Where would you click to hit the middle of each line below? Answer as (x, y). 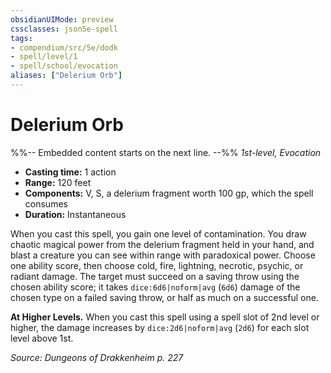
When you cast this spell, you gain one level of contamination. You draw (158, 233)
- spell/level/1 (44, 57)
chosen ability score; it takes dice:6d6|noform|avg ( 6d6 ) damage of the (155, 287)
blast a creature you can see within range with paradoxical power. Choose (163, 255)
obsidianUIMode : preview (62, 19)
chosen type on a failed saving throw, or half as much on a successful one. (164, 297)
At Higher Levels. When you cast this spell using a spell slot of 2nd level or (165, 317)
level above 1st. (42, 338)
